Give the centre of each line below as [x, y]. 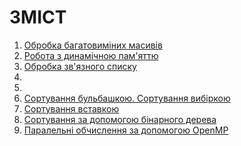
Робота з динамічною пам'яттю [91, 55]
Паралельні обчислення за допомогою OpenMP [126, 130]
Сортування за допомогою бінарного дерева [120, 119]
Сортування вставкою [71, 108]
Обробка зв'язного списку [80, 66]
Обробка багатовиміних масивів [93, 45]
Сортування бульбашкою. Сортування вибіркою [127, 98]
